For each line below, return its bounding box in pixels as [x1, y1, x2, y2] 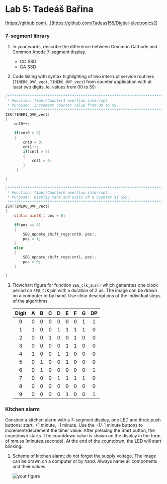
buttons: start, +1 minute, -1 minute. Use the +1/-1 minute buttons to [5, 422, 143, 428]
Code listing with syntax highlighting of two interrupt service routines [12, 74, 154, 80]
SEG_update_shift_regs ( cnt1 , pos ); [23, 255, 97, 260]
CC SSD [19, 59, 37, 65]
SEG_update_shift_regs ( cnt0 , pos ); [23, 232, 97, 237]
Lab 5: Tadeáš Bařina [5, 3, 93, 15]
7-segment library [5, 32, 50, 39]
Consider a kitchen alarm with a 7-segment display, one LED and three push [5, 416, 161, 423]
